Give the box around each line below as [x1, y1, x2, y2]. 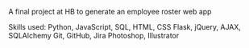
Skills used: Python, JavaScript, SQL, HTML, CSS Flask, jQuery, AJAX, [8, 22, 242, 31]
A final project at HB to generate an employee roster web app [8, 7, 212, 16]
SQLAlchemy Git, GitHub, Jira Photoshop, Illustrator [8, 31, 180, 40]
